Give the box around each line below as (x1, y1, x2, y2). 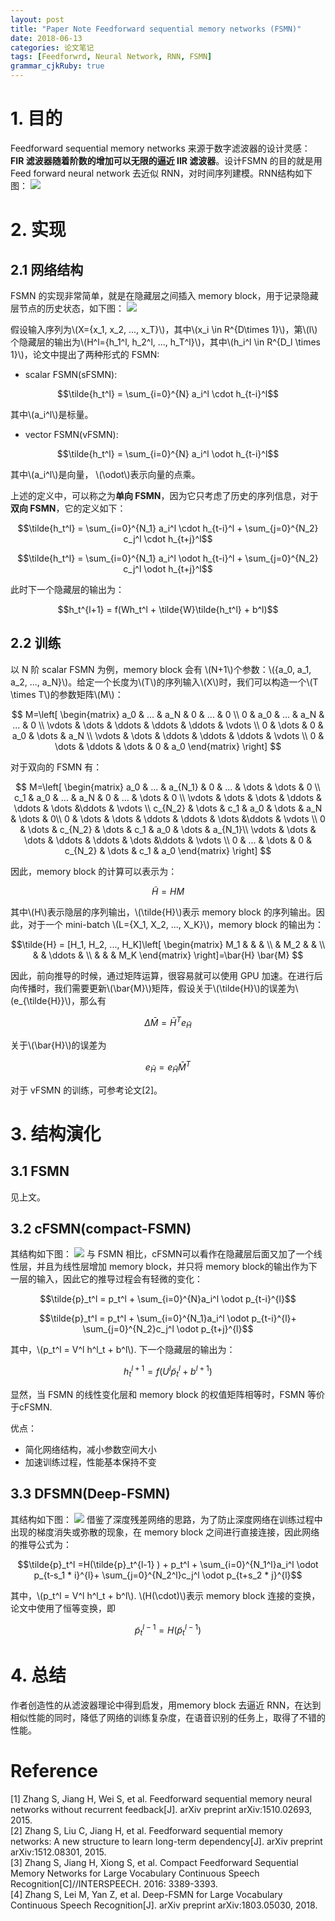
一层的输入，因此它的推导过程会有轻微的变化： (10, 1273, 203, 1285)
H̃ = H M (151, 885, 185, 897)
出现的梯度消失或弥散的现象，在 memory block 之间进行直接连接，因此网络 (10, 1526, 320, 1538)
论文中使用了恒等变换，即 (10, 1602, 116, 1614)
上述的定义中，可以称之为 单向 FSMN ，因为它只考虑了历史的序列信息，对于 (10, 489, 319, 501)
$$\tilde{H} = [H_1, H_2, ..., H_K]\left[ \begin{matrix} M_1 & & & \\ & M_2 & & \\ (10, 938, 326, 950)
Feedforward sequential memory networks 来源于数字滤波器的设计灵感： (10, 142, 311, 154)
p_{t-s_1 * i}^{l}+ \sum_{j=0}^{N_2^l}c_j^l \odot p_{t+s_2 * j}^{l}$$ (33, 1569, 303, 1581)
